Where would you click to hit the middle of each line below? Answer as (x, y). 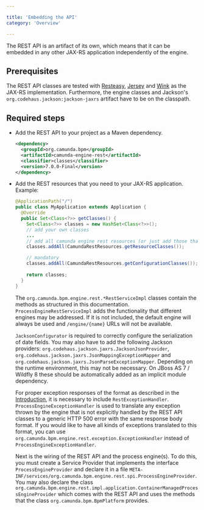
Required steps (36, 118)
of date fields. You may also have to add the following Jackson (93, 342)
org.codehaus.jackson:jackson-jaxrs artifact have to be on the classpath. (99, 99)
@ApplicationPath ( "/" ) (44, 202)
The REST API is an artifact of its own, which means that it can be (88, 46)
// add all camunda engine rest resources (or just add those (107, 241)
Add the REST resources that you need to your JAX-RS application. (99, 184)
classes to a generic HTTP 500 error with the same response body (99, 419)
